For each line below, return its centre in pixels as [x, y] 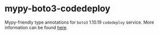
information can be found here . [36, 27]
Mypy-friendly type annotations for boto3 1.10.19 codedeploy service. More [79, 22]
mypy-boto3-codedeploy [58, 9]
